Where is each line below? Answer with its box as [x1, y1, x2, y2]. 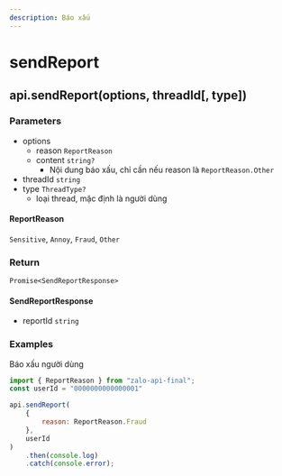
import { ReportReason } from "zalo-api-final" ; [9, 376, 196, 385]
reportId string [22, 316, 79, 326]
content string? [35, 154, 96, 165]
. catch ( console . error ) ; [25, 459, 115, 469]
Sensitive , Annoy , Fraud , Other [9, 233, 120, 244]
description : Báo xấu [9, 13, 91, 23]
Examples [9, 338, 54, 351]
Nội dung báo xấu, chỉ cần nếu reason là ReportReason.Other [49, 164, 275, 175]
